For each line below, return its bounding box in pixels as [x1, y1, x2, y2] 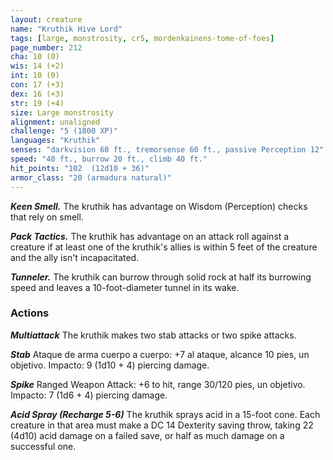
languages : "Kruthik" [10, 136, 101, 146]
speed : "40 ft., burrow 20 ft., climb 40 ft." [10, 154, 208, 164]
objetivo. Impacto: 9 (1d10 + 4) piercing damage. [10, 359, 210, 371]
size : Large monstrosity [10, 107, 114, 118]
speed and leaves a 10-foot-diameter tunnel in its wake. [10, 281, 240, 293]
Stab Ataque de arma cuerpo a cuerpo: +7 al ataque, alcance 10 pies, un [10, 348, 310, 360]
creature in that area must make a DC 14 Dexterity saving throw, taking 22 [10, 419, 314, 431]
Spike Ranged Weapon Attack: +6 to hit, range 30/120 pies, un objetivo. [10, 378, 306, 390]
